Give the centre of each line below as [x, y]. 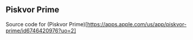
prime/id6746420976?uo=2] [41, 30]
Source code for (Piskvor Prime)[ [47, 24]
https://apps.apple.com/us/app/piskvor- [137, 24]
